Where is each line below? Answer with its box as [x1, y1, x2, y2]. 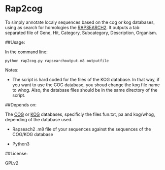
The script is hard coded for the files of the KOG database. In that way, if [12, 76, 160, 82]
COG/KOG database [12, 131, 53, 137]
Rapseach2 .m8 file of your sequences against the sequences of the [12, 126, 151, 132]
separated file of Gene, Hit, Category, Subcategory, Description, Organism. [5, 30, 157, 35]
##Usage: [5, 39, 26, 45]
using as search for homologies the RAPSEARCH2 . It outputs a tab [5, 24, 139, 30]
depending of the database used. [5, 116, 73, 122]
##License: [5, 150, 28, 156]
